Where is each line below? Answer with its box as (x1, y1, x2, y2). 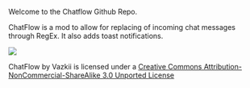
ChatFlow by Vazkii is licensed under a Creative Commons (8, 62, 202, 71)
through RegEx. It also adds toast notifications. (8, 31, 164, 40)
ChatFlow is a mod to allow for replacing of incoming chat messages (8, 23, 236, 31)
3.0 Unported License (102, 70, 175, 80)
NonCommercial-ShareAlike (8, 70, 101, 80)
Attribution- (203, 62, 242, 71)
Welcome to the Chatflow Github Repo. (8, 7, 138, 16)
